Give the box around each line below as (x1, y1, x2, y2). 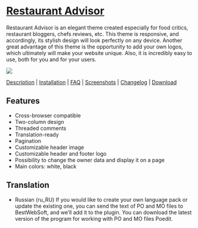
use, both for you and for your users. (6, 56, 97, 63)
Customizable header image (14, 144, 85, 151)
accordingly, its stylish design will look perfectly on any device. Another (6, 37, 183, 44)
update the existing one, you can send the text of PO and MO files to (14, 202, 184, 209)
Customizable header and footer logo (14, 150, 107, 157)
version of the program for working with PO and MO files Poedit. (14, 215, 173, 222)
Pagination (14, 137, 42, 144)
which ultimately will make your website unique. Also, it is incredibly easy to (6, 49, 193, 56)
